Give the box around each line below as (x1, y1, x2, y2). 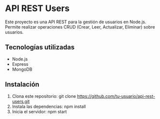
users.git (12, 98, 30, 104)
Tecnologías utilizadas (5, 43, 75, 51)
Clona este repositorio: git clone (12, 93, 76, 99)
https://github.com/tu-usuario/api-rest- (77, 93, 155, 99)
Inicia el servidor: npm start (12, 108, 67, 114)
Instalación (5, 80, 40, 89)
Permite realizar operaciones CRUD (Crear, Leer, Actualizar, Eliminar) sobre (5, 24, 155, 30)
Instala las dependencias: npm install (12, 104, 86, 109)
